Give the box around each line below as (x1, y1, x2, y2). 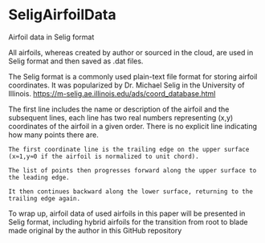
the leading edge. (8, 173, 70, 181)
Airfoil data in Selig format (8, 32, 95, 42)
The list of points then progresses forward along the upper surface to (8, 166, 257, 174)
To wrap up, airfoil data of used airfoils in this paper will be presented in (8, 209, 246, 218)
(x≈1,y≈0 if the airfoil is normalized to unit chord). (8, 152, 199, 160)
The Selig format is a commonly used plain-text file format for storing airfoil (8, 71, 258, 81)
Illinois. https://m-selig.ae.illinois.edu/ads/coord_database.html (8, 88, 216, 98)
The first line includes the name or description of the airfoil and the (8, 104, 230, 114)
